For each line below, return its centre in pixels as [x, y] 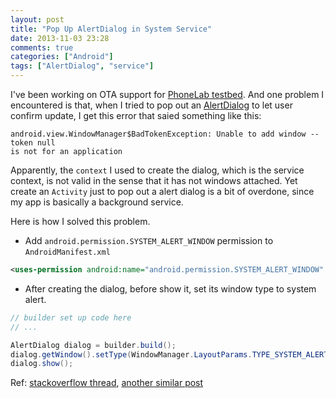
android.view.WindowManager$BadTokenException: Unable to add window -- [165, 134]
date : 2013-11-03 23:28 [60, 38]
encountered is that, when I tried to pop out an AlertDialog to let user [151, 105]
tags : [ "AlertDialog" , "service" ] [82, 66]
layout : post [37, 19]
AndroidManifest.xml [67, 252]
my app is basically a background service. [97, 202]
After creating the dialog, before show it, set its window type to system [170, 288]
